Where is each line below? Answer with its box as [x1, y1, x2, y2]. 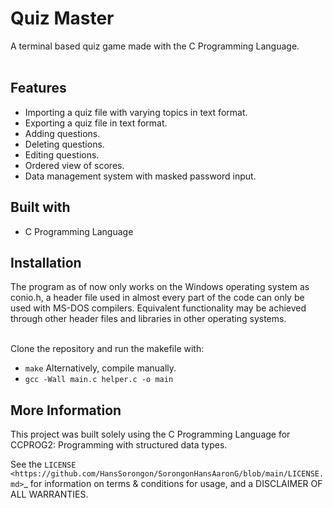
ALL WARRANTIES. [10, 488, 89, 501]
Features [10, 80, 67, 97]
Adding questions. [24, 127, 101, 139]
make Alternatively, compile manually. [24, 362, 177, 374]
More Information [10, 402, 122, 419]
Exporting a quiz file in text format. [24, 117, 168, 129]
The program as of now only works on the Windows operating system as [10, 281, 310, 293]
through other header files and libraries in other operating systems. [10, 313, 287, 325]
